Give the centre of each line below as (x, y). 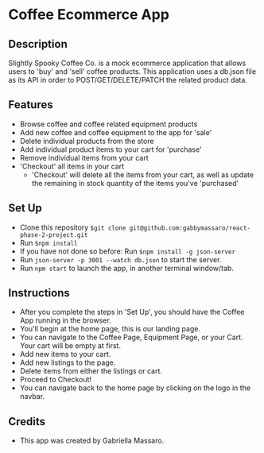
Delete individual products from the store (87, 141)
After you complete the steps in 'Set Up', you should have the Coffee (132, 312)
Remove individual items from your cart (84, 157)
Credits (27, 422)
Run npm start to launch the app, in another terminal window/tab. (127, 268)
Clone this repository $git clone (73, 227)
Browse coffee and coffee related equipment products (109, 124)
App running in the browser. (65, 320)
